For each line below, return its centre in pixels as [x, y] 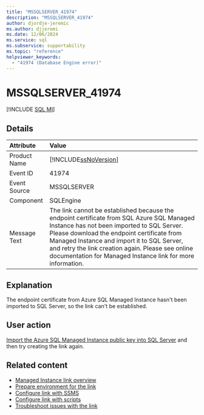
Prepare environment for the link [56, 386]
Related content [37, 366]
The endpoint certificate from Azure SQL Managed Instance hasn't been [97, 300]
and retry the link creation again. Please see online [121, 248]
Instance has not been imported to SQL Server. [116, 226]
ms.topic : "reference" [35, 52]
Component [26, 201]
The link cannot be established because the [112, 211]
